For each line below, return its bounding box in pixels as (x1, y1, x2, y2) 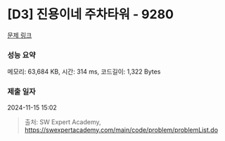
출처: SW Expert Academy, (24, 117, 101, 126)
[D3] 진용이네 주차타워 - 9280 (7, 6, 174, 22)
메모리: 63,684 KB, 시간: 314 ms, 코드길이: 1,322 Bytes (7, 67, 161, 76)
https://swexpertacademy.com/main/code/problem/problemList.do (24, 126, 219, 134)
